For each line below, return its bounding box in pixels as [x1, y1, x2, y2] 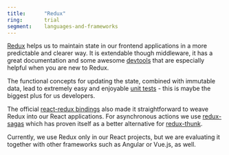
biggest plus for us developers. [7, 92, 96, 100]
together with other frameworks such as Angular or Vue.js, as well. [7, 141, 196, 149]
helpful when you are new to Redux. [7, 63, 109, 72]
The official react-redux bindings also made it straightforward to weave [7, 105, 208, 114]
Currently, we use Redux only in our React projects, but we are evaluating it [7, 133, 220, 141]
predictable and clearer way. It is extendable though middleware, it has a [7, 49, 213, 57]
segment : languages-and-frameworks [7, 23, 118, 30]
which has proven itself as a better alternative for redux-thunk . [25, 120, 203, 128]
